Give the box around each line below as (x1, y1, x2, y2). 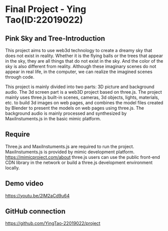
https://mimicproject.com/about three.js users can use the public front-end (5, 154, 160, 160)
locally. (5, 164, 20, 171)
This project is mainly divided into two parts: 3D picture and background (5, 84, 154, 90)
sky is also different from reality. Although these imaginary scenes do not (5, 64, 156, 69)
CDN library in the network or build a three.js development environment (5, 159, 153, 165)
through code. (5, 74, 35, 80)
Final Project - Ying (5, 4, 86, 15)
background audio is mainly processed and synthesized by (5, 110, 127, 116)
